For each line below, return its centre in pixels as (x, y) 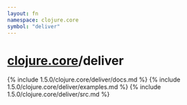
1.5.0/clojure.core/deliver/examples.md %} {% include (84, 87)
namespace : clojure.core (43, 20)
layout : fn (23, 13)
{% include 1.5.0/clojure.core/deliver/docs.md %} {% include (94, 79)
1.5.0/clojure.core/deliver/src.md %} (59, 95)
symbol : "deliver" (34, 26)
